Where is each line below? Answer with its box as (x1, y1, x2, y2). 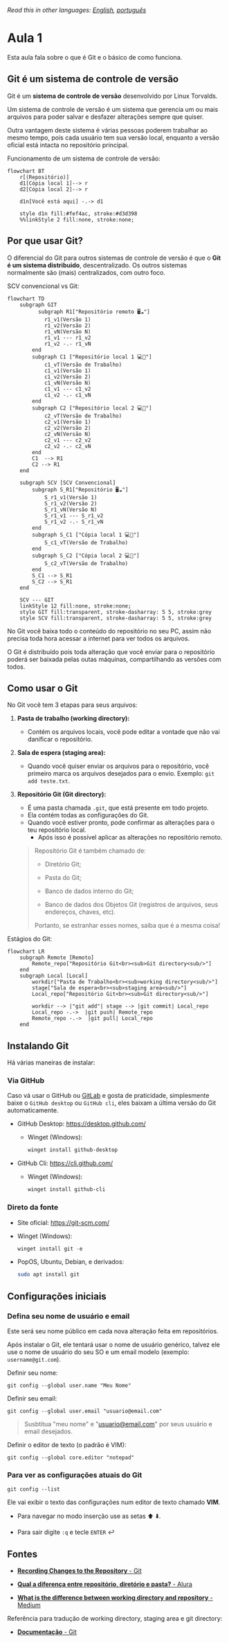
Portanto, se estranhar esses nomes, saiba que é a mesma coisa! (34, 921, 221, 930)
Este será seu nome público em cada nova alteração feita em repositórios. (7, 1326, 219, 1335)
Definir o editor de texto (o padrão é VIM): (7, 1440, 127, 1449)
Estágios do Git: (7, 935, 53, 943)
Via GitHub (7, 1076, 45, 1085)
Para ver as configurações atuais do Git (7, 1470, 143, 1480)
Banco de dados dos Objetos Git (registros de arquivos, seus (44, 901, 219, 909)
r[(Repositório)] (19, 174, 70, 181)
